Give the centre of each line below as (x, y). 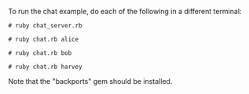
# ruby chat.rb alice (44, 39)
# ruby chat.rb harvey (45, 67)
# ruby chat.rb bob (40, 53)
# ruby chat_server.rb (45, 26)
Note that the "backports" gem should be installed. (90, 81)
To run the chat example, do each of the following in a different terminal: (125, 11)
